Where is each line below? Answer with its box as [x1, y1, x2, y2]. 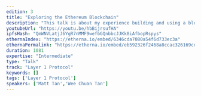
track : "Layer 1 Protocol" [6, 64, 74, 70]
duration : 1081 [6, 48, 44, 54]
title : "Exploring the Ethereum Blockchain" [6, 14, 119, 20]
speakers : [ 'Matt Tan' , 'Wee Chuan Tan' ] [6, 81, 109, 87]
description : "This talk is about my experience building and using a [6, 20, 186, 26]
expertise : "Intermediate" [6, 53, 74, 59]
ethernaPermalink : [6, 42, 52, 48]
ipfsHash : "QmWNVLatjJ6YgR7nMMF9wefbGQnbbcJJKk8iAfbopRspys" [6, 31, 162, 37]
